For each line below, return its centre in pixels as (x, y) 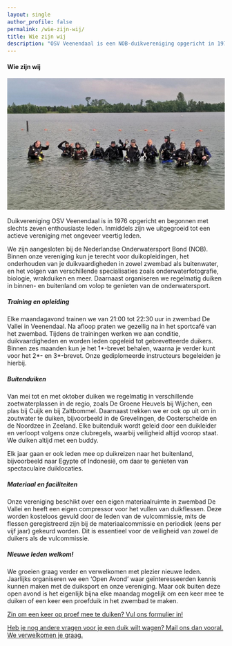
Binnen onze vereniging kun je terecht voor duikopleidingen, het (98, 256)
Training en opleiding (38, 302)
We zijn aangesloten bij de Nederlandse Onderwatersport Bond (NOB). (108, 249)
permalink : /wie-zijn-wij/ (46, 29)
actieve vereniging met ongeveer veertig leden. (74, 236)
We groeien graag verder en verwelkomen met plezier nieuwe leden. (104, 572)
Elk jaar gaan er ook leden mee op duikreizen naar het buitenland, (100, 454)
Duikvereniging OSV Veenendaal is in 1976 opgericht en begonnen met (108, 221)
